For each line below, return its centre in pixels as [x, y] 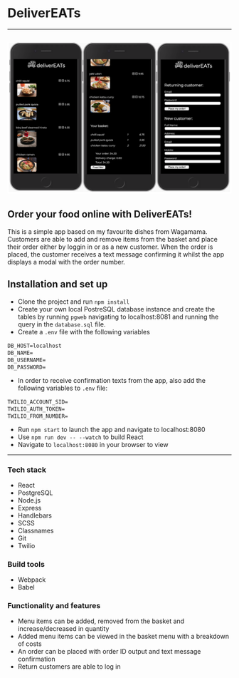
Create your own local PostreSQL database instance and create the [116, 309]
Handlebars [34, 515]
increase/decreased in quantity [63, 629]
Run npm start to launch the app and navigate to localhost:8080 [111, 429]
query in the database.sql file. [62, 324]
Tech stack [27, 470]
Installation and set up [58, 284]
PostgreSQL [35, 493]
